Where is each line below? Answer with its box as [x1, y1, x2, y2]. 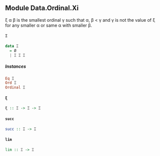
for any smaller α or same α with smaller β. [5, 22, 92, 28]
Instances [5, 64, 26, 70]
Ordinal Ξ [5, 85, 26, 90]
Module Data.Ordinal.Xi [5, 4, 79, 12]
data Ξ [5, 44, 19, 49]
